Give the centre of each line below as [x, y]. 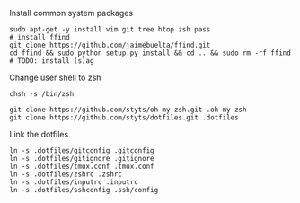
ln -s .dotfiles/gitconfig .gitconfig [82, 151]
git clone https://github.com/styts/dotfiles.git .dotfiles [124, 118]
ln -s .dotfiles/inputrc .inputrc [74, 182]
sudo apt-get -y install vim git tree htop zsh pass [110, 30]
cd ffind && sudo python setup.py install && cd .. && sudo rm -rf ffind [150, 53]
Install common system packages [71, 13]
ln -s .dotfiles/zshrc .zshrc [66, 174]
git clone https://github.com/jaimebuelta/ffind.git [110, 45]
